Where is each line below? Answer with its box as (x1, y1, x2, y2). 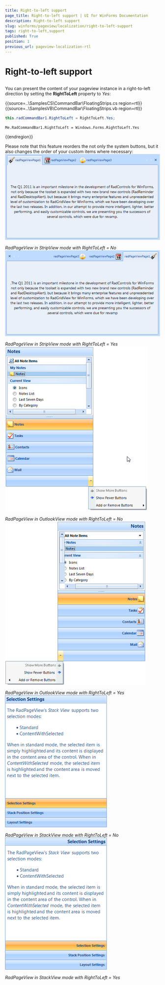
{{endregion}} (5, 134, 33, 140)
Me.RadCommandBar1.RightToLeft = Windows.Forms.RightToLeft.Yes (5, 125, 139, 130)
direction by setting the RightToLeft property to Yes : (5, 91, 111, 97)
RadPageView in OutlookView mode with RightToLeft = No (5, 516, 123, 522)
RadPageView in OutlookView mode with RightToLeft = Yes (5, 689, 124, 696)
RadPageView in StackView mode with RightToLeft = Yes (5, 974, 120, 980)
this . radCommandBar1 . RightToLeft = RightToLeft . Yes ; (5, 116, 115, 121)
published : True (5, 34, 38, 39)
